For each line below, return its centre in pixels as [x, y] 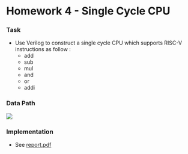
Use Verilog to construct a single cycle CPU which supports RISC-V [98, 43]
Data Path [21, 103]
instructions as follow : [43, 49]
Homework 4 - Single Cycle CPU [88, 11]
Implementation [30, 132]
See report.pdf [33, 145]
